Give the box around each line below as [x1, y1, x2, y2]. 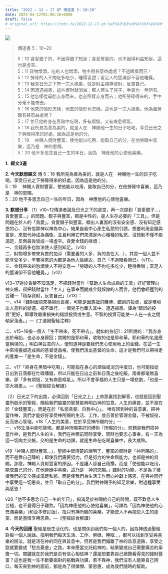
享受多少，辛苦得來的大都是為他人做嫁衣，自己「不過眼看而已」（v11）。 [9, 257, 156, 263]
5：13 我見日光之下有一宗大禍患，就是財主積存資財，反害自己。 [17, 81, 149, 87]
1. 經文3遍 [5, 160, 27, 166]
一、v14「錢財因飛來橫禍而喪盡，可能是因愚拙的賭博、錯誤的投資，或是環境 [5, 299, 161, 305]
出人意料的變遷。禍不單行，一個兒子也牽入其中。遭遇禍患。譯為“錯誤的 [5, 305, 152, 311]
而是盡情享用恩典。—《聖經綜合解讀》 [13, 515, 93, 521]
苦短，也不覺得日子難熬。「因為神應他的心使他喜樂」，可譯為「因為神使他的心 [5, 502, 163, 509]
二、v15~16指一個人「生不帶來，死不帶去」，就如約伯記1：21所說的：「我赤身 [5, 328, 161, 334]
